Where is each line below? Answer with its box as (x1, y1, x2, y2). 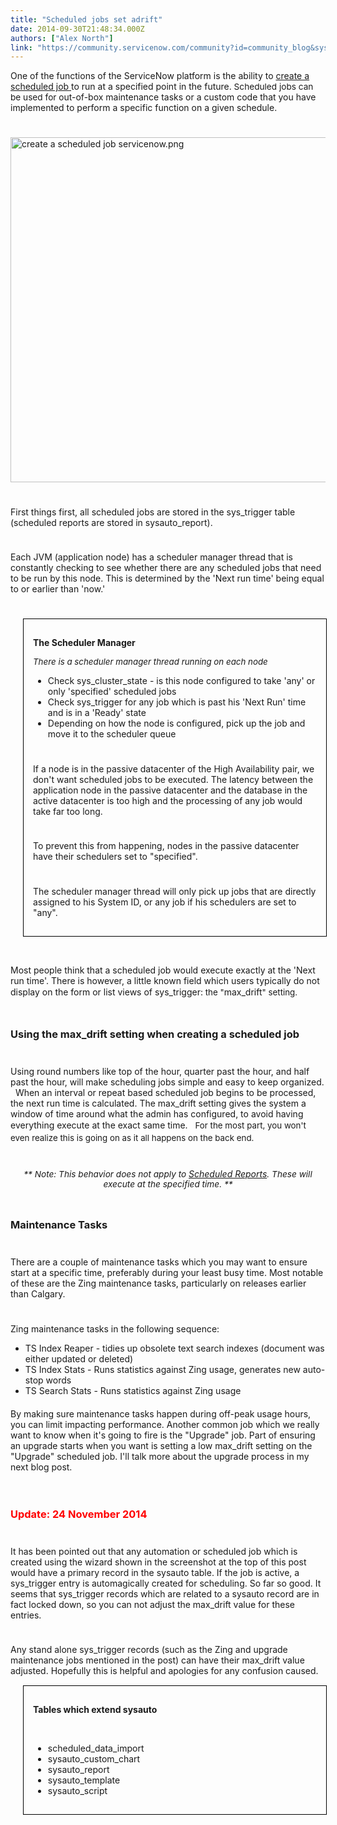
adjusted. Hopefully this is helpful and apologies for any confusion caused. (10, 1665, 319, 1677)
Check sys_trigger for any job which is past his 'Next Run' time (47, 696, 307, 708)
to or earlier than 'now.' (10, 583, 106, 595)
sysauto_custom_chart (47, 1753, 141, 1765)
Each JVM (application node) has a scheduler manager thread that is (10, 551, 293, 563)
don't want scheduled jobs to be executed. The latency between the (33, 773, 314, 785)
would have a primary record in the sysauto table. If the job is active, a (10, 1566, 300, 1578)
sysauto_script (47, 1785, 108, 1797)
